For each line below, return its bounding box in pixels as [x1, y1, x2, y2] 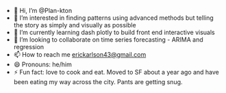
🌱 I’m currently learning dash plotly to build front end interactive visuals [13, 28, 215, 36]
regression [13, 43, 45, 51]
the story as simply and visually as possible [13, 21, 136, 29]
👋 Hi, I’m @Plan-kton [13, 7, 73, 14]
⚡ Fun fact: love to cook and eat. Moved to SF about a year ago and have [13, 68, 219, 76]
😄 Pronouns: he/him [13, 60, 72, 68]
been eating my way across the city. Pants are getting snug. [13, 78, 183, 85]
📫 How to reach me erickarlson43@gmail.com [13, 51, 147, 58]
